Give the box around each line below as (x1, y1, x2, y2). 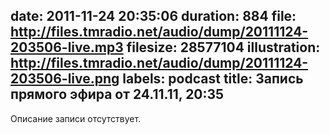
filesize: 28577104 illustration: (126, 39, 321, 56)
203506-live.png (10, 70, 120, 88)
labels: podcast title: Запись (122, 70, 304, 88)
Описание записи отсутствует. (10, 112, 142, 124)
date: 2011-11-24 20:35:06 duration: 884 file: (10, 8, 297, 25)
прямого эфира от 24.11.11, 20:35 (10, 86, 225, 103)
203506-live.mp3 (10, 39, 124, 56)
